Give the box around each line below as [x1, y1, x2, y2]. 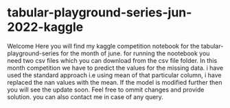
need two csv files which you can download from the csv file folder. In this [7, 56, 218, 64]
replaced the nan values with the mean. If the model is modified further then [7, 78, 222, 86]
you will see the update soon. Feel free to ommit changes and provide [7, 85, 205, 94]
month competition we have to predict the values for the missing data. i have [7, 64, 224, 72]
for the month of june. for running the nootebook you [60, 49, 210, 57]
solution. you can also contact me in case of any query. [7, 92, 163, 100]
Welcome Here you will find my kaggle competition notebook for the [7, 42, 200, 50]
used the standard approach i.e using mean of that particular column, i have [7, 70, 222, 79]
